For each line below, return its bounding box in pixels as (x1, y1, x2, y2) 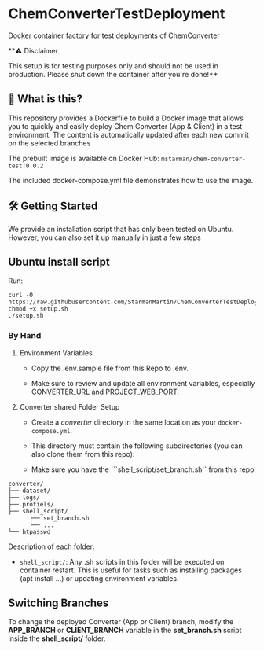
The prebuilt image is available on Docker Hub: (8, 153, 159, 163)
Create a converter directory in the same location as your (31, 417, 217, 427)
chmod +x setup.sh (8, 305, 68, 313)
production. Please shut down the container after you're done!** (8, 69, 218, 79)
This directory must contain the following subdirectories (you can (31, 441, 243, 451)
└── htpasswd (8, 528, 51, 535)
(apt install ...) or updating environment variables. (19, 573, 179, 583)
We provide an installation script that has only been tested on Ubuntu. (8, 224, 234, 234)
